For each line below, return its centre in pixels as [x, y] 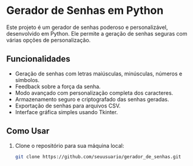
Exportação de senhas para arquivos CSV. [68, 106]
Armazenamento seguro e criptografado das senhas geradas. [92, 99]
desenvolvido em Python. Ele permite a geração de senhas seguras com [97, 33]
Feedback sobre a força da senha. [58, 86]
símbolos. [27, 80]
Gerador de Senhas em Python [85, 11]
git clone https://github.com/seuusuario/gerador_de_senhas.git [98, 157]
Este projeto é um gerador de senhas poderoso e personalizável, [87, 27]
